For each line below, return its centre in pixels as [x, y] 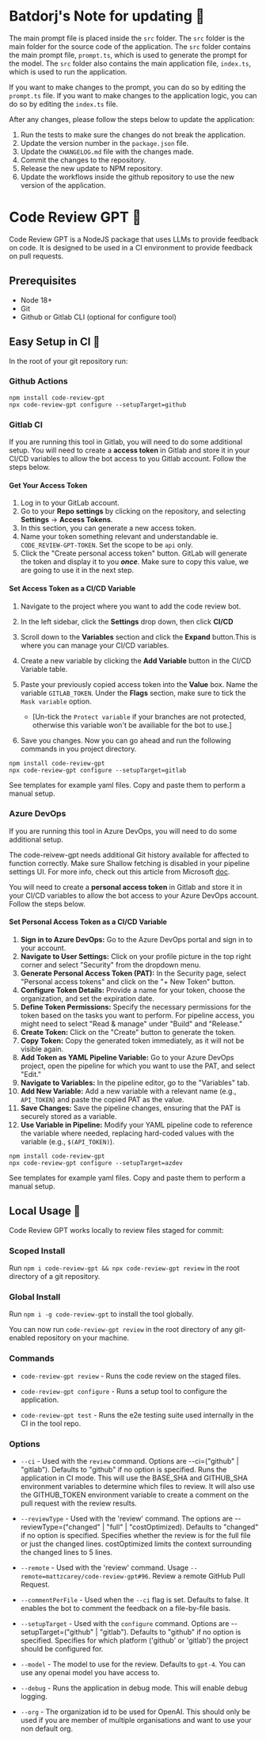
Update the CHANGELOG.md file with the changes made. [107, 151]
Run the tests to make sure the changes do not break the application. [133, 135]
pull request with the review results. [78, 1503]
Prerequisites [43, 281]
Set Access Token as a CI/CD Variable [72, 588]
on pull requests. [36, 256]
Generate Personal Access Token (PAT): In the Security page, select [133, 973]
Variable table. [44, 669]
